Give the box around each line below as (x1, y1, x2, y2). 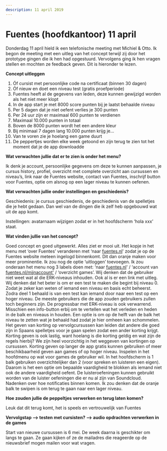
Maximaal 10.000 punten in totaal (12, 117, 81, 123)
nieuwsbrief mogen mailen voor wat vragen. (5, 440, 96, 446)
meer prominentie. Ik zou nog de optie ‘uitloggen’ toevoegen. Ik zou (5, 259, 144, 265)
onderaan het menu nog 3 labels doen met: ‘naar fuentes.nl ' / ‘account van (5, 264, 158, 270)
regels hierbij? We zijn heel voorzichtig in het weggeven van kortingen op (5, 338, 156, 344)
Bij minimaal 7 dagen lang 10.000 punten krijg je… (12, 128, 114, 134)
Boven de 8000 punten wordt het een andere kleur (12, 122, 116, 128)
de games (5, 420, 27, 426)
